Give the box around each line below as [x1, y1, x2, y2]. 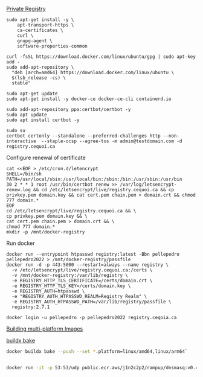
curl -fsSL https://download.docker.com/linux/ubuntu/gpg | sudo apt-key [6, 54, 196, 60]
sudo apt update [6, 112, 47, 118]
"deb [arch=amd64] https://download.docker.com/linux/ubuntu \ [11, 69, 174, 75]
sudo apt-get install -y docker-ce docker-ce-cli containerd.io [6, 96, 172, 102]
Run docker [6, 239, 35, 247]
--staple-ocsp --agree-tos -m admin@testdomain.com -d [41, 138, 182, 144]
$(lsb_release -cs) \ [11, 75, 66, 81]
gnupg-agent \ [17, 38, 53, 44]
